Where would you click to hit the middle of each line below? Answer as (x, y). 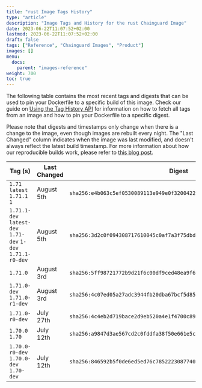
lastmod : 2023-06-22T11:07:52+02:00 (52, 34)
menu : (13, 57)
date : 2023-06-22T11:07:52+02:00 (48, 29)
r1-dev (19, 304)
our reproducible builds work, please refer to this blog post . (80, 152)
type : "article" (26, 17)
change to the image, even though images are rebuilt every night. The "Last (100, 134)
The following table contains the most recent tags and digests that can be (97, 96)
